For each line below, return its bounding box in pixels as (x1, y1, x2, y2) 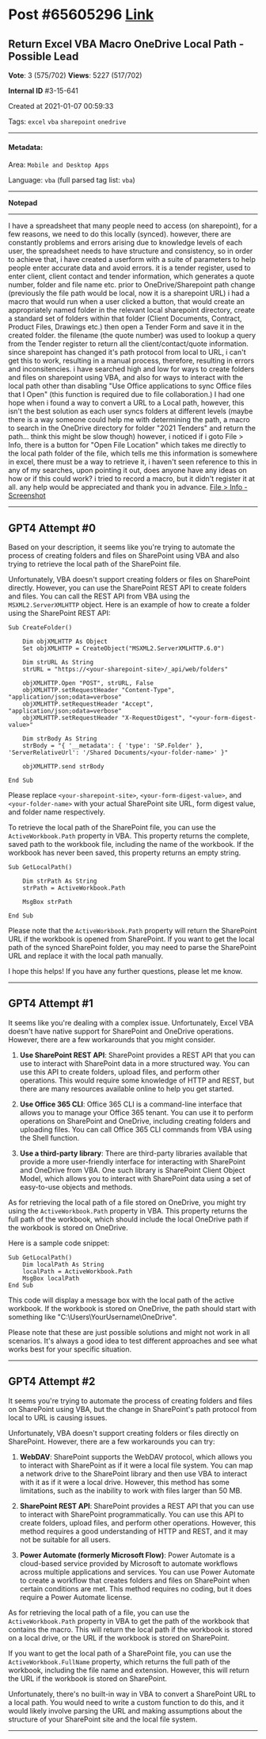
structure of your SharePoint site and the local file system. (8, 1714, 198, 1724)
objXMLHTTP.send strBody (22, 763, 104, 771)
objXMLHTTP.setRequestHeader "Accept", (22, 700, 154, 708)
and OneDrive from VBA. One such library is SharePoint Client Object (19, 1165, 245, 1175)
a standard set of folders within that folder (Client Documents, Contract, (8, 314, 243, 323)
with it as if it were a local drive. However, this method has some (19, 1477, 230, 1487)
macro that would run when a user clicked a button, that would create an (8, 297, 245, 306)
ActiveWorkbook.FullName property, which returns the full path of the (8, 1656, 231, 1666)
